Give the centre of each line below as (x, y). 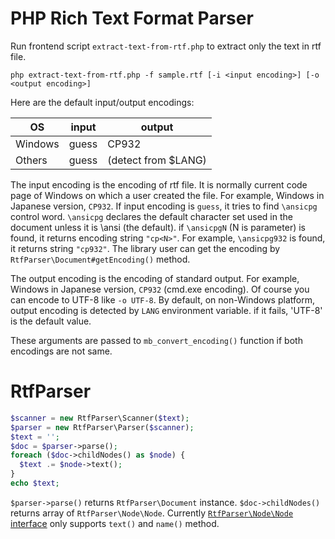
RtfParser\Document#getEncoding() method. (100, 259)
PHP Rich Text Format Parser (132, 18)
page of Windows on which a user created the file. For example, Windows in (167, 195)
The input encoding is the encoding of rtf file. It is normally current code (159, 184)
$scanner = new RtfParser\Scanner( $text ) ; (100, 418)
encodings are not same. (61, 351)
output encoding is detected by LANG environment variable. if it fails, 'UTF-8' (166, 310)
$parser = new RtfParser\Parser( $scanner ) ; (102, 427)
